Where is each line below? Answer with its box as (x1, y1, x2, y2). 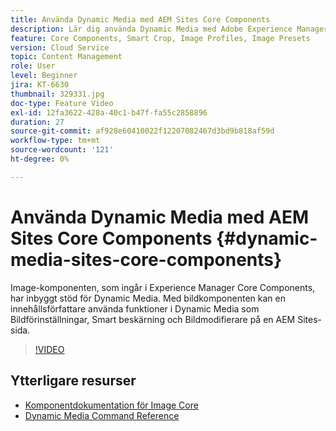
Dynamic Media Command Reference (24, 409, 180, 421)
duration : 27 (10, 117, 65, 127)
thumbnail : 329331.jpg (10, 89, 105, 99)
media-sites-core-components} (10, 248, 283, 271)
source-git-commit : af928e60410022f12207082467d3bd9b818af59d (10, 126, 275, 136)
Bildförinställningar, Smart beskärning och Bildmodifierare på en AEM (10, 313, 296, 325)
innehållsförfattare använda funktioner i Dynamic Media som (10, 302, 260, 315)
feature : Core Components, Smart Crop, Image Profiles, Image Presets (10, 33, 311, 43)
